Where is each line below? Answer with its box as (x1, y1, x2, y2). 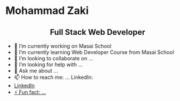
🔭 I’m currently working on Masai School (13, 42, 112, 49)
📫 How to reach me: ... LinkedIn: (13, 74, 94, 81)
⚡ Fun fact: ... (13, 89, 46, 95)
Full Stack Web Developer (50, 27, 146, 37)
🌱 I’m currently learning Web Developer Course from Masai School (13, 49, 175, 56)
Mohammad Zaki (5, 4, 89, 17)
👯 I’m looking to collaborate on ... (13, 55, 94, 62)
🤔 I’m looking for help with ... (13, 61, 83, 68)
